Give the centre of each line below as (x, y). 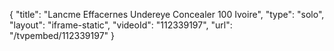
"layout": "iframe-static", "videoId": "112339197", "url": (121, 25)
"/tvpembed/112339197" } (62, 35)
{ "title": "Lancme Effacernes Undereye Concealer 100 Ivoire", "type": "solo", (167, 14)
